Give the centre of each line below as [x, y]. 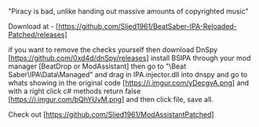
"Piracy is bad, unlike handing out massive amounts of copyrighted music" [128, 11]
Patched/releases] [38, 35]
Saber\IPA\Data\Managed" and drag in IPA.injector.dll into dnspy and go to [128, 74]
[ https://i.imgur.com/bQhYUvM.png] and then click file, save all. [111, 99]
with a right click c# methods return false [75, 91]
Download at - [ [33, 26]
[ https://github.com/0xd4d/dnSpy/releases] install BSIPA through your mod [129, 58]
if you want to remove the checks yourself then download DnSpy [113, 49]
